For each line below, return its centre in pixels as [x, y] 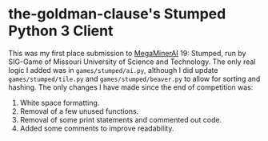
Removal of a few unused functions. [79, 111]
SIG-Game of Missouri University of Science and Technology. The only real [132, 62]
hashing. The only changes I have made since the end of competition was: [131, 87]
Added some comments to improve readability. [97, 128]
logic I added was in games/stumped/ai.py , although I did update [113, 70]
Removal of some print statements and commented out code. [121, 119]
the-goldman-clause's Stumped [117, 14]
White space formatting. [60, 103]
